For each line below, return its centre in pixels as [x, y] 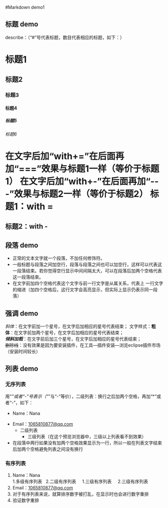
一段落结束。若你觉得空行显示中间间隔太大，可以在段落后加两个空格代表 [87, 271]
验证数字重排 [26, 500]
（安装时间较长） [23, 352]
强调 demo [22, 313]
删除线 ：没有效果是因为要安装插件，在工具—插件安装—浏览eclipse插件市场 [83, 345]
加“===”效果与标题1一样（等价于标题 [82, 169]
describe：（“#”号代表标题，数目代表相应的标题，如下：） [65, 37]
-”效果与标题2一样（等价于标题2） [77, 194]
